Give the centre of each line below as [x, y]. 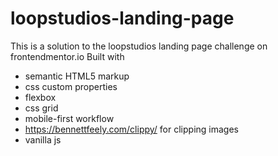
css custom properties [71, 86]
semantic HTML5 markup [77, 76]
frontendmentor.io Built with [67, 56]
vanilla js [43, 139]
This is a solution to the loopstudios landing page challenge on [139, 46]
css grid [41, 108]
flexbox [40, 97]
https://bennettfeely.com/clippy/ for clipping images [131, 129]
